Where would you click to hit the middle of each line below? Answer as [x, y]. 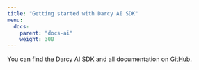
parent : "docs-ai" [46, 33]
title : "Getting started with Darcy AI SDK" [73, 14]
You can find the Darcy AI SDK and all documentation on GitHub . [100, 59]
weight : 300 [37, 40]
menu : [15, 20]
